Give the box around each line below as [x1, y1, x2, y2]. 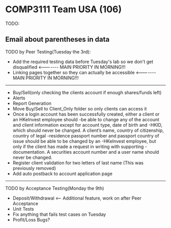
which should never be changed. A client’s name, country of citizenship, [12, 127, 164, 133]
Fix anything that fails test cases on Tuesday [12, 211, 106, 217]
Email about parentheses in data [5, 35, 110, 44]
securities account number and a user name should [51, 149, 159, 155]
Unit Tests [12, 206, 34, 212]
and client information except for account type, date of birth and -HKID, [12, 122, 163, 128]
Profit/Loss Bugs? [12, 216, 50, 222]
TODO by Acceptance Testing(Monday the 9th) [5, 185, 104, 191]
